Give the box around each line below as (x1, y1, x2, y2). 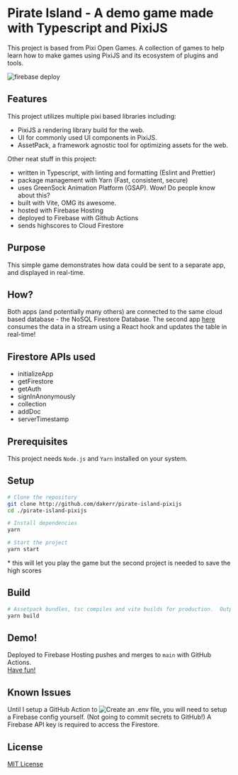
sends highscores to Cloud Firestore (17, 221, 124, 229)
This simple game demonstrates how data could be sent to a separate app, (7, 261, 226, 269)
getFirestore (17, 377, 54, 386)
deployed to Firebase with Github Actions (17, 213, 139, 222)
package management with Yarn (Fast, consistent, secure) (17, 175, 188, 184)
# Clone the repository (7, 494, 78, 501)
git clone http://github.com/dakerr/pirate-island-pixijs (7, 500, 182, 507)
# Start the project (7, 539, 69, 546)
